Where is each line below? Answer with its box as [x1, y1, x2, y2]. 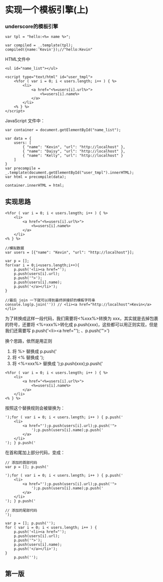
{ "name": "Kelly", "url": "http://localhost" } [22, 153, 123, 158]
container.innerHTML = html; [5, 183, 64, 188]
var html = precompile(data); [5, 175, 67, 179]
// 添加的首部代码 [5, 460, 38, 466]
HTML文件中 [5, 57, 31, 62]
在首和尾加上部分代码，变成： [5, 449, 65, 456]
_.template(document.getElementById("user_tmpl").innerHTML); [5, 170, 134, 175]
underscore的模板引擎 [5, 23, 59, 30]
